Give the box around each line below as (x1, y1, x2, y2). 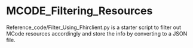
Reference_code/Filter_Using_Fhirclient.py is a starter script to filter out (6, 24, 181, 31)
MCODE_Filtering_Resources (6, 4, 153, 18)
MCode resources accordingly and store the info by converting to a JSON (6, 30, 188, 37)
